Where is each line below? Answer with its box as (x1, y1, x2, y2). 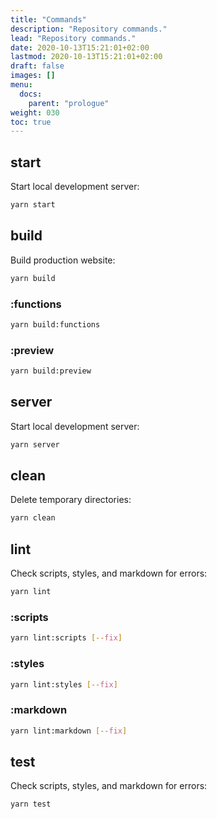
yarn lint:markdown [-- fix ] (10, 726, 128, 736)
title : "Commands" (10, 14, 87, 25)
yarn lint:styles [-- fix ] (10, 679, 118, 690)
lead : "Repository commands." (10, 33, 137, 43)
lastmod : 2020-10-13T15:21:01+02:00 (10, 52, 163, 62)
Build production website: (10, 254, 116, 266)
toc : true (10, 117, 52, 127)
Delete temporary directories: (10, 494, 132, 506)
